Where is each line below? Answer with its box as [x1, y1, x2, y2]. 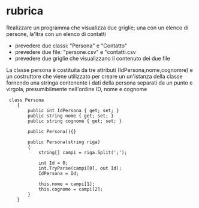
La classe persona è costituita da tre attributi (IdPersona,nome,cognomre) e [6, 66, 193, 73]
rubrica [6, 4, 44, 18]
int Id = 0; [38, 160, 68, 166]
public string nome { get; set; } [28, 113, 114, 119]
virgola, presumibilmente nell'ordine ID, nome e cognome [6, 85, 147, 92]
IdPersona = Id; [38, 170, 79, 176]
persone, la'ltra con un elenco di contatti [6, 30, 106, 37]
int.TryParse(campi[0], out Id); [38, 165, 122, 171]
